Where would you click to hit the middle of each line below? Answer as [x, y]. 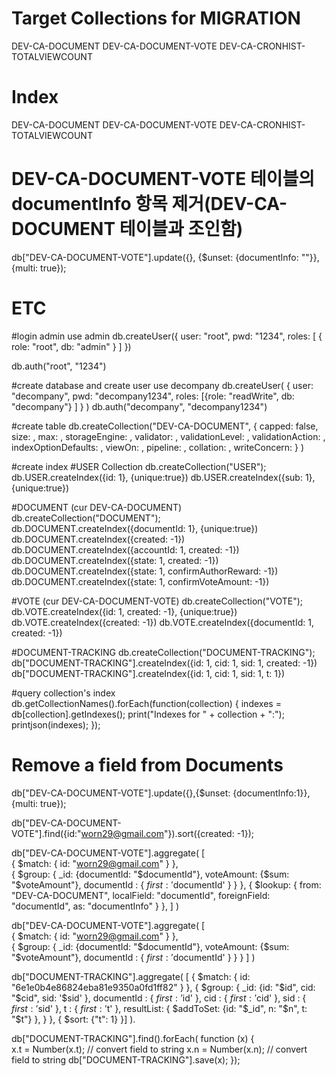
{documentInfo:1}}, [271, 793]
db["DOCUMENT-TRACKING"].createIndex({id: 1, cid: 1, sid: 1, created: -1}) [164, 663]
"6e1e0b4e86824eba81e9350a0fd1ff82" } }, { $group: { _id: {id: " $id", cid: [163, 987]
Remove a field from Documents [147, 764]
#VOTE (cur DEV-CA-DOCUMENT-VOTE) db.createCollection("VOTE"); [157, 601]
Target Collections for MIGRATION [156, 18]
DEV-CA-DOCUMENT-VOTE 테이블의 [163, 179]
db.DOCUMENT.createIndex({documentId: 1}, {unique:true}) [135, 528]
